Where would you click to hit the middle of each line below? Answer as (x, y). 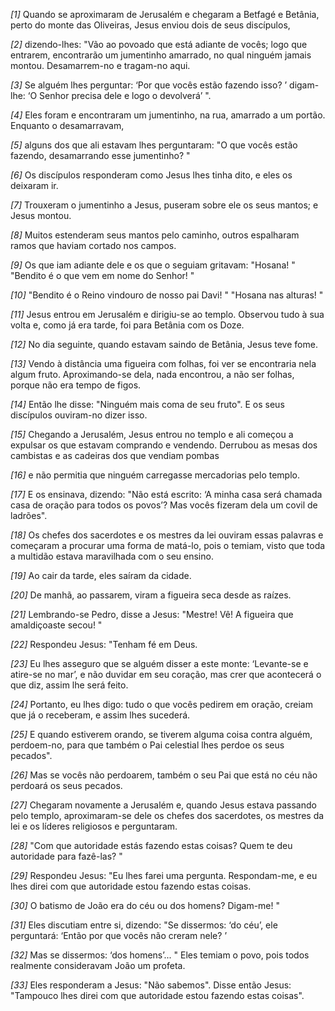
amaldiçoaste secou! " (56, 625)
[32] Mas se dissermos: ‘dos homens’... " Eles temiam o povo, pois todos (160, 955)
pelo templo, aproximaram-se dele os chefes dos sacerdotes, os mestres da (167, 815)
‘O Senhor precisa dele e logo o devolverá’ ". (119, 95)
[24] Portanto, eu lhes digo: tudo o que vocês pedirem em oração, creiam (161, 704)
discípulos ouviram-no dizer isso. (79, 415)
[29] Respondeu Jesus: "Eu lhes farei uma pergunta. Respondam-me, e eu (164, 875)
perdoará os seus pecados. (66, 785)
